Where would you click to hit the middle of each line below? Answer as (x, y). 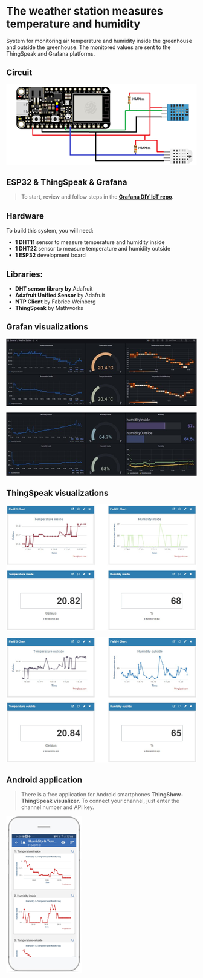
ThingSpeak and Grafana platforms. (51, 53)
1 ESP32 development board (50, 255)
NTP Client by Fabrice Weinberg (55, 302)
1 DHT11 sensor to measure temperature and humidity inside (90, 242)
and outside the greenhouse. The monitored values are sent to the (89, 47)
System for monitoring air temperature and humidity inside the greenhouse (99, 41)
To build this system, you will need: (50, 231)
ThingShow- (167, 795)
